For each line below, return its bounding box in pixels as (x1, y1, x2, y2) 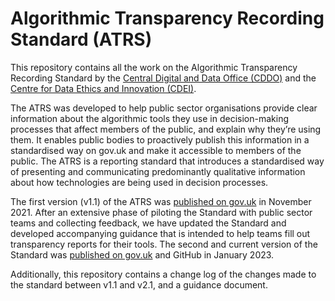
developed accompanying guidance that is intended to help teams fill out (10, 227, 311, 239)
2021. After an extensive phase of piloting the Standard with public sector (10, 206, 313, 218)
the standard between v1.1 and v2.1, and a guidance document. (10, 278, 268, 291)
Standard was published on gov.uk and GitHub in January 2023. (10, 248, 275, 261)
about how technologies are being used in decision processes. (10, 176, 269, 188)
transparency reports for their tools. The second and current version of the (10, 238, 318, 250)
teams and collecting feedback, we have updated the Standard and (10, 217, 287, 229)
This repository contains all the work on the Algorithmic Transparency (10, 61, 298, 73)
